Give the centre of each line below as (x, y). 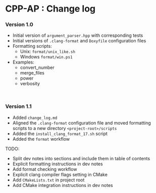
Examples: (23, 62)
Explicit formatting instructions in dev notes (58, 164)
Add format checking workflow (45, 169)
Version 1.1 (18, 106)
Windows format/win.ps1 (46, 57)
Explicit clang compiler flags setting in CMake (60, 174)
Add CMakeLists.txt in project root (48, 180)
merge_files (32, 73)
